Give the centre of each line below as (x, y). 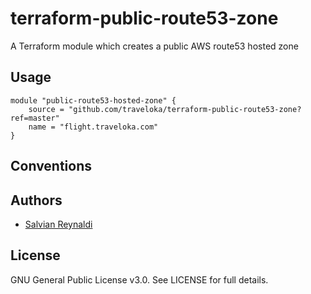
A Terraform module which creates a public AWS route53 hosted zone (154, 46)
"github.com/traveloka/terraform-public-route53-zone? (185, 109)
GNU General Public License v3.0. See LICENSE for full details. (139, 279)
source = (46, 109)
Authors (36, 200)
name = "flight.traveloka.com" (93, 127)
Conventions (51, 166)
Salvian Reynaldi (58, 224)
